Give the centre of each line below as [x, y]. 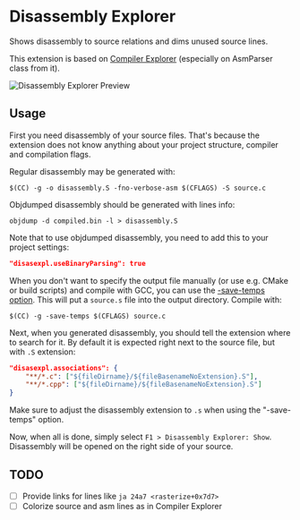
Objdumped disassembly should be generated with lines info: [122, 204]
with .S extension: [43, 352]
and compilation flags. [50, 154]
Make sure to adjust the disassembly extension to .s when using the [135, 410]
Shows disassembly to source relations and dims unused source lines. [139, 41]
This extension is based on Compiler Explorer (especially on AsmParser [141, 58]
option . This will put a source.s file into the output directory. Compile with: [146, 299]
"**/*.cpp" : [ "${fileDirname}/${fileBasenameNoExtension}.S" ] [144, 385]
